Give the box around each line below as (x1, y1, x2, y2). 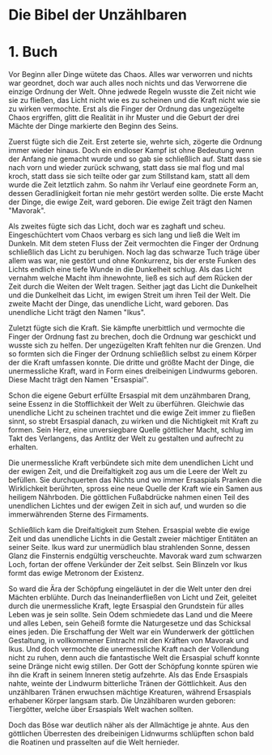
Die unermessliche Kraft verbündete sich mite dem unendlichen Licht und (8, 458, 253, 467)
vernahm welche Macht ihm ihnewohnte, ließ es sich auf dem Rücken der (8, 273, 253, 283)
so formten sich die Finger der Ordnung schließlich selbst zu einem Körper (8, 349, 257, 359)
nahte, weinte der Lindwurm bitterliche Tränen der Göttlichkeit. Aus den (8, 679, 247, 689)
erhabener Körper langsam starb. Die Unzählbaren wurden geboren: (8, 696, 236, 706)
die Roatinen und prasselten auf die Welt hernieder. (8, 737, 180, 747)
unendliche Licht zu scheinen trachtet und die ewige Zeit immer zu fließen (8, 407, 256, 418)
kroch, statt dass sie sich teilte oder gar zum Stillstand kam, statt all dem (8, 172, 250, 181)
